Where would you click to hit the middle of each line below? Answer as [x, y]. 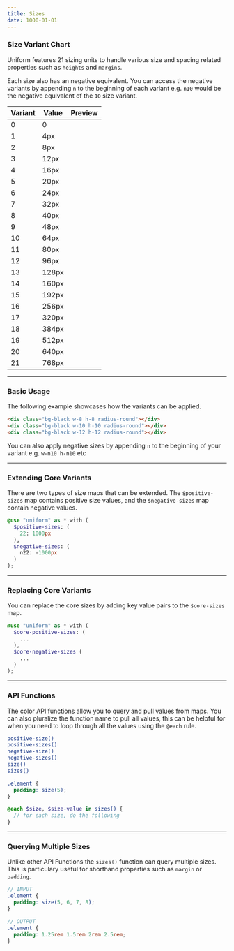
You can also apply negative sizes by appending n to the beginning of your [114, 445]
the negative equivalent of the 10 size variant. [72, 96]
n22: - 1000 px [39, 553]
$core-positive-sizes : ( [49, 633]
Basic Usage [29, 391]
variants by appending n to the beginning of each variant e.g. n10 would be [114, 88]
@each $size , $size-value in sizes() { [65, 809]
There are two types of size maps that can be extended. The [94, 493]
